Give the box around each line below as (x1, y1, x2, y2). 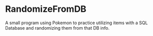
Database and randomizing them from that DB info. (5, 25, 110, 31)
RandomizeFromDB (5, 3, 87, 15)
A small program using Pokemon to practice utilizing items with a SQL (5, 20, 148, 26)
